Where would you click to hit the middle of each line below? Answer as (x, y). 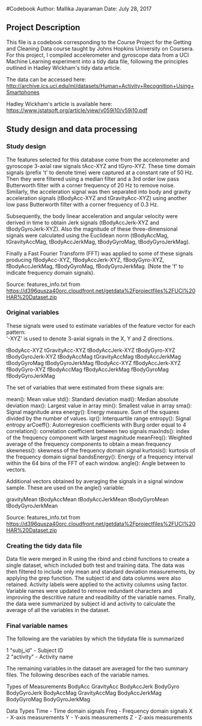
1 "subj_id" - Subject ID (35, 651)
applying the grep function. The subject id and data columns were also (94, 578)
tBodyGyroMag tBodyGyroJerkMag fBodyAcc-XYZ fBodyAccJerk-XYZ (94, 363)
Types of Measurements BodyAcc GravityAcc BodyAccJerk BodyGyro (93, 687)
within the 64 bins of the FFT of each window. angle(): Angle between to (96, 463)
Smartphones (23, 92)
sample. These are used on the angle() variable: (66, 487)
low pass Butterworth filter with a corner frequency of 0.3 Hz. (82, 204)
